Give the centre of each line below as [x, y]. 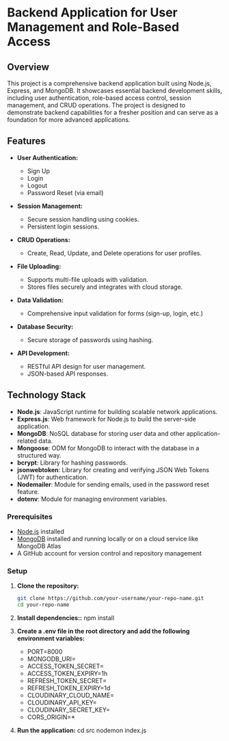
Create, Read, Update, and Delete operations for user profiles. [114, 253]
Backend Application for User [92, 13]
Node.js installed [41, 531]
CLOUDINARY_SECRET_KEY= [69, 710]
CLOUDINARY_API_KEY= [62, 702]
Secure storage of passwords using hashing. [90, 339]
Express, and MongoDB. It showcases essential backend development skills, [114, 91]
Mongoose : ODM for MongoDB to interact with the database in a [108, 448]
